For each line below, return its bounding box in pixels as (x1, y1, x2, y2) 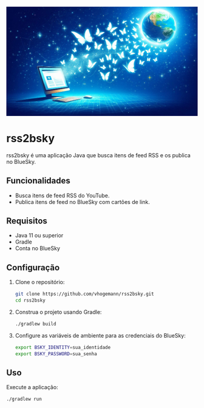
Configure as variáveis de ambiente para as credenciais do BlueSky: (15, 331, 186, 339)
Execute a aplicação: (6, 384, 59, 391)
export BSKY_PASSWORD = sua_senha (15, 350, 97, 357)
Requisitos (6, 216, 47, 226)
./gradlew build (15, 321, 56, 327)
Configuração (6, 262, 60, 273)
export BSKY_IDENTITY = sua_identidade (15, 344, 111, 350)
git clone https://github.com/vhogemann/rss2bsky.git (15, 291, 154, 297)
